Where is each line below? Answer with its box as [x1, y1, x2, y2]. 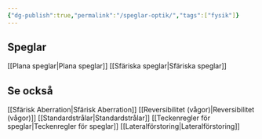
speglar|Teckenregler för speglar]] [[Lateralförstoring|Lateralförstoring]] [7, 122, 240, 131]
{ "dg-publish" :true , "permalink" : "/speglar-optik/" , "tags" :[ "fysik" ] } [7, 11, 240, 20]
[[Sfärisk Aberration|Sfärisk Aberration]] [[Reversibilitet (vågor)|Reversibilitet [7, 105, 255, 115]
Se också [7, 84, 53, 97]
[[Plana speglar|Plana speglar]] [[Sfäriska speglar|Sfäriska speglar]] [7, 61, 227, 71]
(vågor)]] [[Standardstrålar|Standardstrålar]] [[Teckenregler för [7, 113, 211, 123]
